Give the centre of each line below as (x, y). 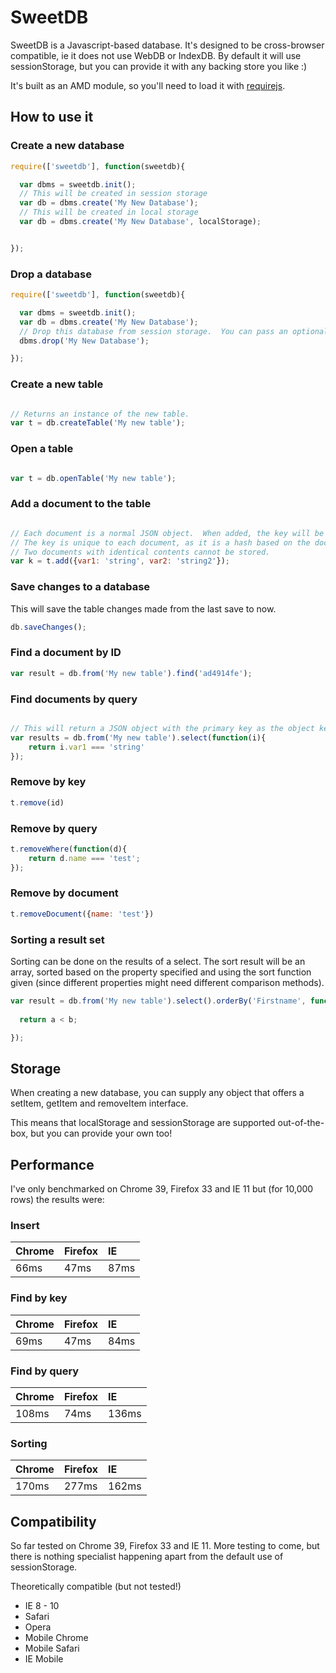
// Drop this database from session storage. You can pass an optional (174, 331)
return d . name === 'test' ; (84, 858)
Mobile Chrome (56, 1638)
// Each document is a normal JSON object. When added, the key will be (167, 533)
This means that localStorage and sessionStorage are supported (143, 1123)
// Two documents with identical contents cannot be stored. (140, 552)
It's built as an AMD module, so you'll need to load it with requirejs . (148, 85)
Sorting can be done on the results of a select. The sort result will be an (158, 962)
